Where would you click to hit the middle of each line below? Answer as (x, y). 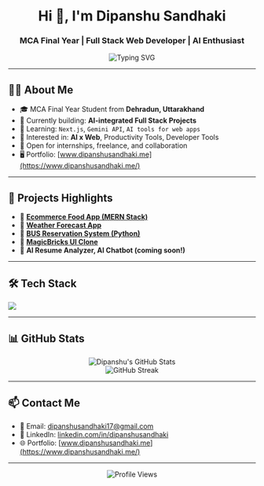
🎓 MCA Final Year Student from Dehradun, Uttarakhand (112, 109)
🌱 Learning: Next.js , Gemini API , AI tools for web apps (110, 129)
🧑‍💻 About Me (41, 90)
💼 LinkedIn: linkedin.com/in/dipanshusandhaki (94, 434)
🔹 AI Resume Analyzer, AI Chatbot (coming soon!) (103, 250)
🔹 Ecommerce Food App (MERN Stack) (84, 217)
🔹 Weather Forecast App (60, 225)
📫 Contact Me (44, 403)
